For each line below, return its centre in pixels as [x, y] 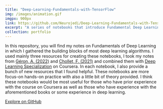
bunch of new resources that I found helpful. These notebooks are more [77, 71]
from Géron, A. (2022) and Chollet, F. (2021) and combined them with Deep [80, 61]
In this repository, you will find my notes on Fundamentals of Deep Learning [81, 46]
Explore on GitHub [23, 101]
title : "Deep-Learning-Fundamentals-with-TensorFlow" [61, 9]
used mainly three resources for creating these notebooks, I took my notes [80, 56]
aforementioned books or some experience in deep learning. [65, 92]
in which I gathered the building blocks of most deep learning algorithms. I [79, 51]
